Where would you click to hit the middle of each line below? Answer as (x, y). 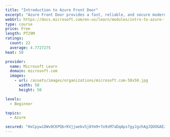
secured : (14, 127)
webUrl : (13, 19)
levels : (13, 99)
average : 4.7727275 (30, 48)
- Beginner (21, 104)
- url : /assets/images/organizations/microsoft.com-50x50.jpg (81, 81)
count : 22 (20, 43)
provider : (16, 61)
